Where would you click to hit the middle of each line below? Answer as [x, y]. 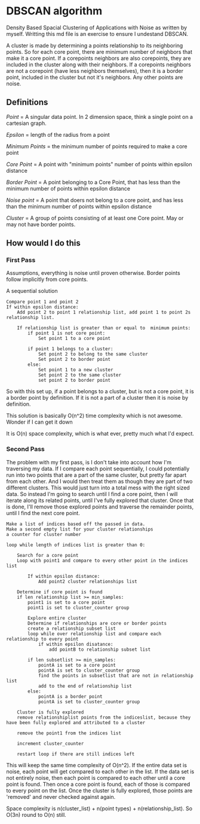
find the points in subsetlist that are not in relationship [116, 676]
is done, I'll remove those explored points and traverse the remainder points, [100, 507]
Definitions [27, 102]
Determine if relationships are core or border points [97, 623]
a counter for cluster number [44, 534]
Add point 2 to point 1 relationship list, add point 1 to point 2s [104, 313]
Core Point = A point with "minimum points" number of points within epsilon [99, 164]
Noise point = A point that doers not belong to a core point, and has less [95, 200]
